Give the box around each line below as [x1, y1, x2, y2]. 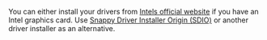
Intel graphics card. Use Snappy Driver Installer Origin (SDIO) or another [8, 15, 249, 25]
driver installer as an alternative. [8, 24, 116, 33]
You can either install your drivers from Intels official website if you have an [8, 7, 259, 16]
